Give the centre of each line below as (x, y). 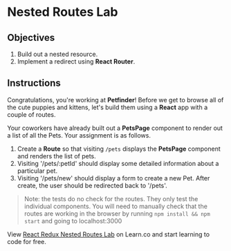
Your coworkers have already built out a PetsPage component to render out (115, 128)
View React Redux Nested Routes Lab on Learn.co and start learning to (108, 234)
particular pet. (37, 171)
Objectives (31, 38)
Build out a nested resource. (57, 54)
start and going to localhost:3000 (73, 221)
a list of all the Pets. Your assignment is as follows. (79, 135)
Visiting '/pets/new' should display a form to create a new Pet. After (113, 178)
